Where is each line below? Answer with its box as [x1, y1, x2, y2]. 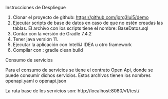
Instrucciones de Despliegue [5, 5, 66, 10]
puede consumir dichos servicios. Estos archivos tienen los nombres [5, 72, 151, 78]
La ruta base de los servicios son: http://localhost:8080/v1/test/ [5, 88, 140, 94]
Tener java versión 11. [12, 36, 59, 42]
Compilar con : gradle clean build [12, 47, 83, 53]
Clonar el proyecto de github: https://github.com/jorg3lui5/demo [12, 14, 149, 20]
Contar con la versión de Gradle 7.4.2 [12, 31, 92, 36]
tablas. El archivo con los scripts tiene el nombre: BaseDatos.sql [12, 25, 148, 31]
